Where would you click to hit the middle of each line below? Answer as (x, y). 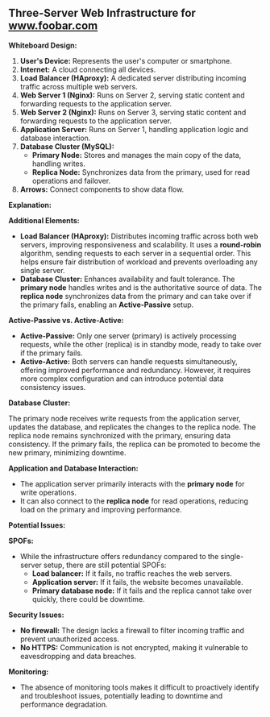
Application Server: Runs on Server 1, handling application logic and (134, 129)
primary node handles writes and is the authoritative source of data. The (141, 287)
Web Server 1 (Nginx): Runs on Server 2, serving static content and (132, 95)
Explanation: (30, 205)
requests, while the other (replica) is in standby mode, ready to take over (141, 344)
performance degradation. (64, 704)
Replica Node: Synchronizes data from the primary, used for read (141, 172)
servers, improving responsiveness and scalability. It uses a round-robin (141, 244)
